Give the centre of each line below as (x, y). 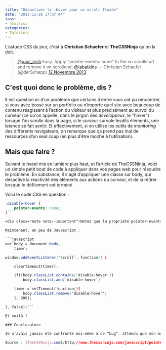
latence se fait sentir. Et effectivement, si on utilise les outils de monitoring (81, 126)
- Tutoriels (17, 33)
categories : (17, 28)
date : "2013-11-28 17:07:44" (35, 14)
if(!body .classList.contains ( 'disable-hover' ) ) (64, 275)
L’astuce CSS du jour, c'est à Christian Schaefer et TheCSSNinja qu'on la (80, 47)
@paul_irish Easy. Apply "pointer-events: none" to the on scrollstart (86, 62)
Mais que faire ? (30, 152)
